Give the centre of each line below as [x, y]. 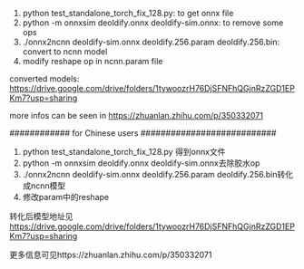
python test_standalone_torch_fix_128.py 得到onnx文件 [124, 152]
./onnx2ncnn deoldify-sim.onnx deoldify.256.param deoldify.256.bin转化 [157, 174]
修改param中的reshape [66, 197]
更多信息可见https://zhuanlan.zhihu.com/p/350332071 [111, 255]
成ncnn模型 [44, 186]
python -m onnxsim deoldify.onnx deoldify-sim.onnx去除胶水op [141, 163]
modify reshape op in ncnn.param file [93, 61]
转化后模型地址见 [41, 216]
